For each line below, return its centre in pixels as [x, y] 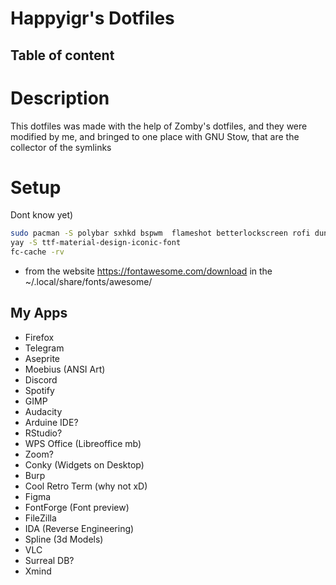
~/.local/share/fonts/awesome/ [88, 282]
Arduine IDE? [51, 422]
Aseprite [42, 358]
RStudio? [43, 433]
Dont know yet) [42, 215]
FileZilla [40, 518]
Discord [41, 379]
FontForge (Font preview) [77, 507]
